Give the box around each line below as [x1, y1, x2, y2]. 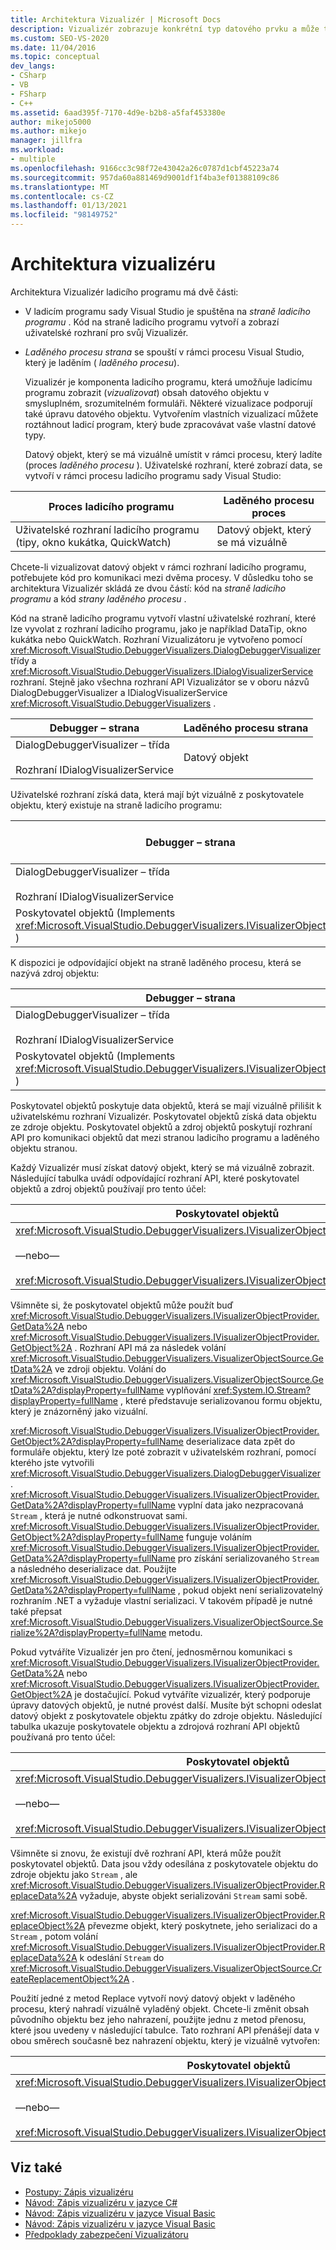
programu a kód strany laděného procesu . [10, 592, 187, 605]
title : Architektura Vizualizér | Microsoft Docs [10, 14, 222, 25]
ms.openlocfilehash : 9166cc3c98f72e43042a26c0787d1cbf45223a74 [10, 163, 280, 173]
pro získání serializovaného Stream [177, 1552, 320, 1564]
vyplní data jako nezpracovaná [177, 1499, 304, 1511]
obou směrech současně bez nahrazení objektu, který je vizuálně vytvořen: [10, 2034, 320, 2046]
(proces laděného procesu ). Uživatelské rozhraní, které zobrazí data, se [24, 459, 323, 471]
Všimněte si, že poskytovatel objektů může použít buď [10, 1299, 234, 1311]
